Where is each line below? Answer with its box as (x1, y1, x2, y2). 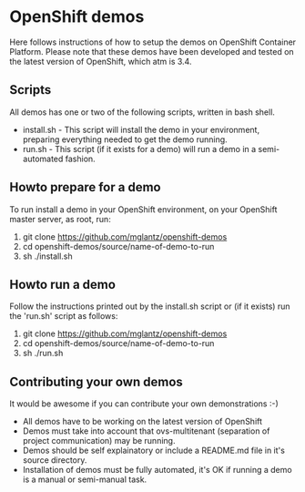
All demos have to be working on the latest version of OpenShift (22, 416, 262, 427)
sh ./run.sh (22, 348, 64, 359)
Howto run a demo (9, 276, 117, 292)
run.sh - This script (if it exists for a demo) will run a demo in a (22, 143, 257, 154)
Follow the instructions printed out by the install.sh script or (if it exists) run (9, 301, 290, 312)
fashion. (65, 153, 96, 164)
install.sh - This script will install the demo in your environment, (22, 124, 260, 135)
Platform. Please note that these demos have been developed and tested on (9, 46, 294, 56)
